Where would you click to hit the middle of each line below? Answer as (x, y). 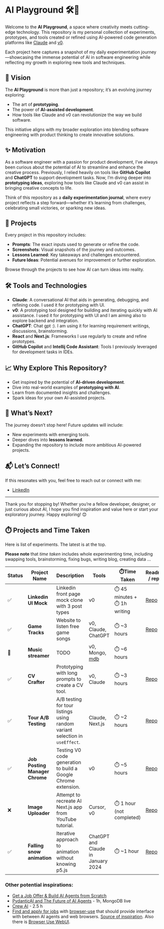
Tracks (36, 633)
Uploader (39, 813)
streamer (39, 656)
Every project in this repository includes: (46, 235)
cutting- (142, 27)
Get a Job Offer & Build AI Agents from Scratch (59, 896)
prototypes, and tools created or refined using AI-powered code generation (81, 37)
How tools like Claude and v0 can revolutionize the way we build (77, 115)
